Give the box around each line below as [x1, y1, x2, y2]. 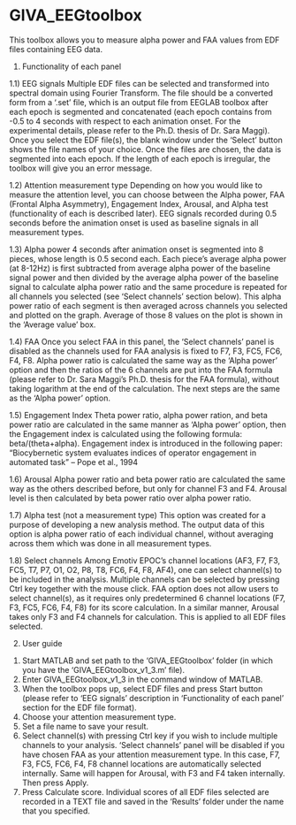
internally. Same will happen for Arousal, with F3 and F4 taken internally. [21, 768, 285, 778]
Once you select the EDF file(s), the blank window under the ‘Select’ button [9, 134, 283, 145]
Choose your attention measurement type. [21, 711, 177, 722]
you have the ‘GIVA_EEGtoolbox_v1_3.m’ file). [21, 664, 186, 675]
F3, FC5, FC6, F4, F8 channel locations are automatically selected [21, 758, 262, 769]
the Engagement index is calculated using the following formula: [9, 428, 243, 439]
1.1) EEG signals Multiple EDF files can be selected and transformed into [9, 78, 269, 88]
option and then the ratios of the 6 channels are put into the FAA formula [9, 364, 273, 375]
